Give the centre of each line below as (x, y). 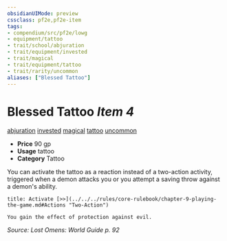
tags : (15, 26)
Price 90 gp (34, 144)
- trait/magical (30, 59)
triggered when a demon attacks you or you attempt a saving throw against (113, 179)
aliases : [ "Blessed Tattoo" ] (49, 77)
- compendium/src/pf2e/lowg (47, 33)
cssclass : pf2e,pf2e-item (44, 20)
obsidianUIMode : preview (43, 13)
